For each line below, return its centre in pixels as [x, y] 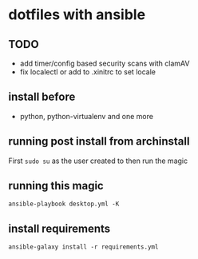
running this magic [56, 186]
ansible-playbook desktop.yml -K [64, 204]
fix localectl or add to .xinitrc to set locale [87, 72]
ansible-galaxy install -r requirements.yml [83, 247]
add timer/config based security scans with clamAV [105, 63]
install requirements [59, 228]
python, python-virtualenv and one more [87, 116]
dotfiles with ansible [77, 15]
